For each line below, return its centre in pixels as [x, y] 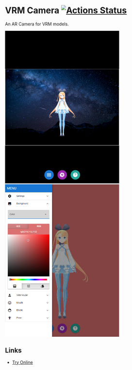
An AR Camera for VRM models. [37, 24]
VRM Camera [32, 10]
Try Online [22, 362]
